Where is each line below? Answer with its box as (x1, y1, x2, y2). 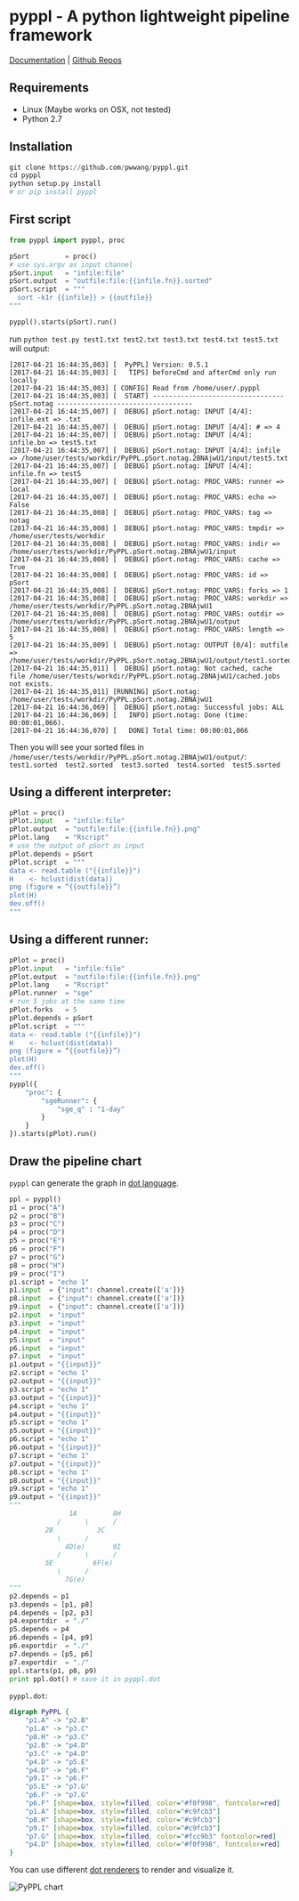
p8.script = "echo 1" (9, 1468, 90, 1477)
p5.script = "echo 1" (9, 1418, 90, 1427)
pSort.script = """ (9, 285, 86, 294)
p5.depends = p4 (9, 1625, 69, 1634)
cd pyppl (9, 171, 42, 180)
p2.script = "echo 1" (9, 1368, 90, 1378)
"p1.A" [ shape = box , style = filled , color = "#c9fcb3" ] (25, 1807, 221, 1816)
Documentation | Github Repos (9, 54, 122, 65)
